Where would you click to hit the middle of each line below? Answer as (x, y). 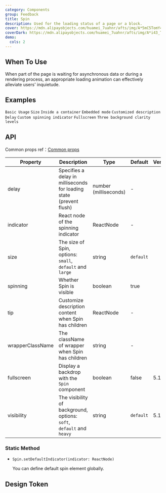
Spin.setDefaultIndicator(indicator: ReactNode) (63, 459)
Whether (69, 280)
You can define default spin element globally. (58, 469)
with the (68, 378)
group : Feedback (22, 14)
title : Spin (17, 19)
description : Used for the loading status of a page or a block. (74, 24)
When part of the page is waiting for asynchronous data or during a (74, 74)
